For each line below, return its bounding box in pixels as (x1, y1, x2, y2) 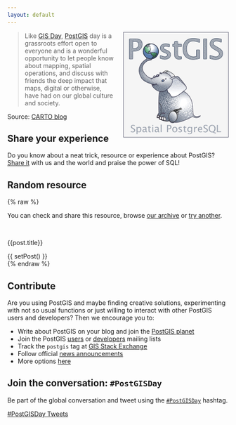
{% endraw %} (7, 260, 51, 268)
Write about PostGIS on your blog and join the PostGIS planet (17, 327, 195, 336)
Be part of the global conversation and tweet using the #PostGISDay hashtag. (7, 395, 228, 404)
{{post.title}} (7, 239, 44, 247)
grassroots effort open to (24, 39, 98, 47)
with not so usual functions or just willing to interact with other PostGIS (7, 306, 212, 315)
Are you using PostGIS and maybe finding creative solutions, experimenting (7, 299, 226, 307)
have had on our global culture (24, 91, 114, 100)
